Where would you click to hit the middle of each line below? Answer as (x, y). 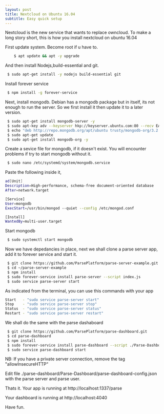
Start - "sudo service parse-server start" (52, 300)
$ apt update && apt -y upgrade (47, 56)
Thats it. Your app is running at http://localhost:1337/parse (63, 388)
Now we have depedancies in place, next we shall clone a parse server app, (82, 249)
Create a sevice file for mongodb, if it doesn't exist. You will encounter (76, 149)
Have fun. (15, 407)
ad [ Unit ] (14, 181)
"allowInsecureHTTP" (27, 364)
